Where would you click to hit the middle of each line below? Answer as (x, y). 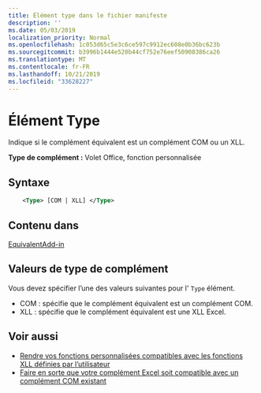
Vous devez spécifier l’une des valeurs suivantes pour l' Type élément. (121, 288)
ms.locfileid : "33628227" (50, 81)
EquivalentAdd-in (36, 244)
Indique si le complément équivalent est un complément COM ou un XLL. (127, 142)
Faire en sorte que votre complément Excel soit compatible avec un (129, 372)
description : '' (35, 23)
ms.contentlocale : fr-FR (49, 67)
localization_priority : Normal (60, 37)
